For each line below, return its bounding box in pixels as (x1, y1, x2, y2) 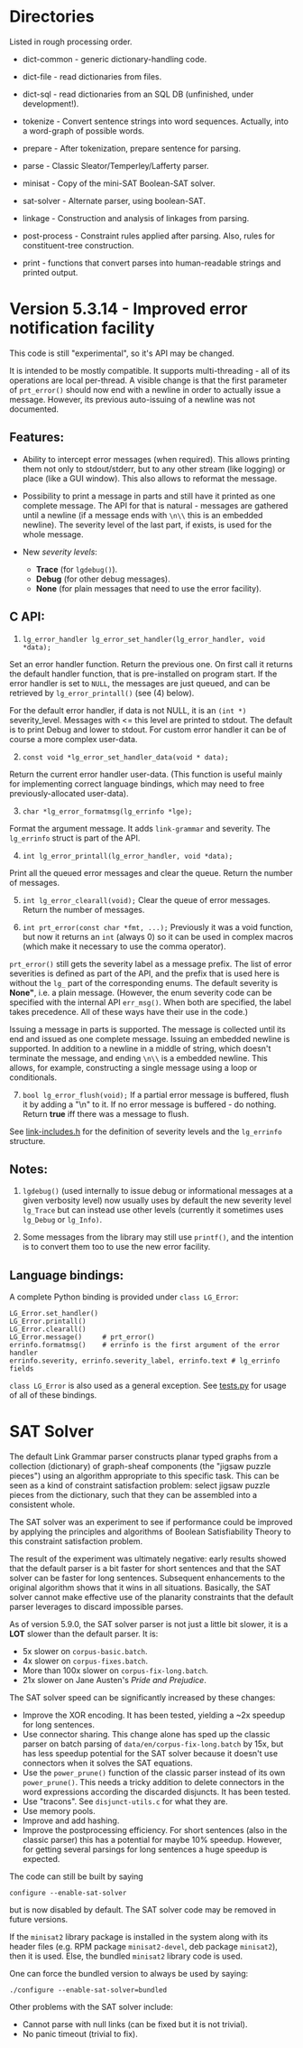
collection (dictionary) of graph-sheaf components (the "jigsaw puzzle (9, 1461, 271, 1472)
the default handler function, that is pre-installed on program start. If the (9, 668, 278, 679)
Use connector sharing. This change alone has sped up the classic (22, 1729, 271, 1740)
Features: (9, 430, 65, 445)
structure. (9, 1135, 46, 1146)
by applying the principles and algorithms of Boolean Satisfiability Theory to (9, 1526, 291, 1537)
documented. (9, 404, 60, 414)
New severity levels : (22, 546, 97, 557)
